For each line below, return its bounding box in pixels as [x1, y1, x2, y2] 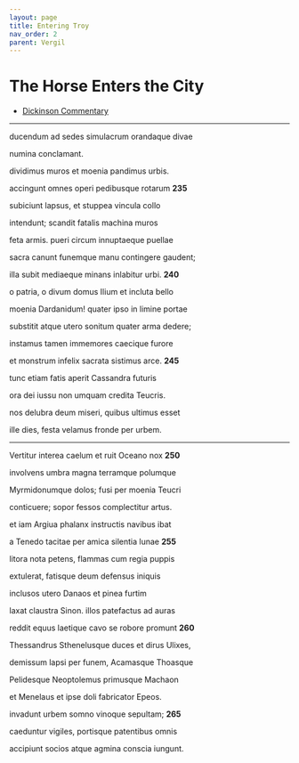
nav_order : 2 [9, 29, 58, 38]
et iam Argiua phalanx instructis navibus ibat [9, 519, 172, 530]
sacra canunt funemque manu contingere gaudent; [9, 252, 196, 263]
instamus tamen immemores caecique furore [9, 338, 174, 349]
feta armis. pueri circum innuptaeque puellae [9, 235, 174, 246]
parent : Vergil [9, 37, 66, 47]
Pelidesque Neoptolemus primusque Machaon [9, 674, 180, 686]
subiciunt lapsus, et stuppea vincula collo [9, 200, 161, 211]
